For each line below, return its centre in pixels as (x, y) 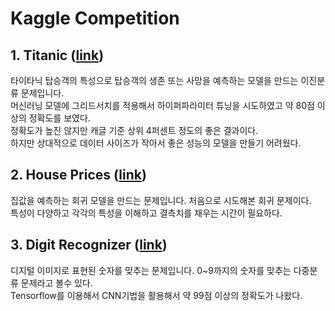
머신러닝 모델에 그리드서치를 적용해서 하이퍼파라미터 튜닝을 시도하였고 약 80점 (162, 105)
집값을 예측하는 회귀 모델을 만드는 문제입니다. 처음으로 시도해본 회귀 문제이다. (161, 200)
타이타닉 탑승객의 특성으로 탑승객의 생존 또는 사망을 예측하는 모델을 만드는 (154, 80)
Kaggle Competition (95, 18)
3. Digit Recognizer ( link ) (89, 245)
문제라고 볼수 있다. (56, 283)
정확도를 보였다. (59, 118)
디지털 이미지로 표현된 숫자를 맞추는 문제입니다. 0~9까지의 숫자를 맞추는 (151, 270)
